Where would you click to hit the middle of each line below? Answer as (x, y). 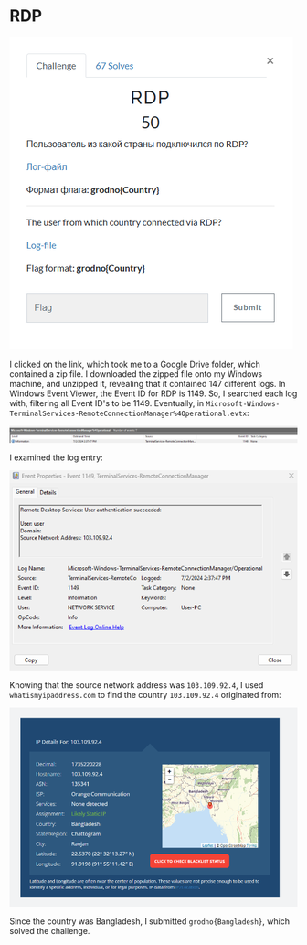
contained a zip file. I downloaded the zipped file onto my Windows (136, 374)
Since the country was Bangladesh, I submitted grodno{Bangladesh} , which (150, 921)
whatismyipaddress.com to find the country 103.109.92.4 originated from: (145, 695)
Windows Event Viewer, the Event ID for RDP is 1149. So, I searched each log (153, 393)
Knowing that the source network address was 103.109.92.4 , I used (137, 685)
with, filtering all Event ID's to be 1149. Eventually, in (107, 403)
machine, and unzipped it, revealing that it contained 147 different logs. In (148, 383)
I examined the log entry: (56, 457)
